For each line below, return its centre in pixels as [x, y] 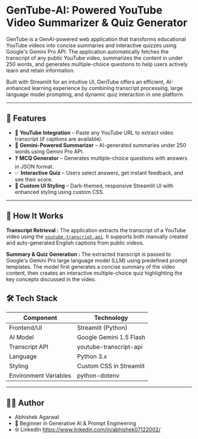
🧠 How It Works [35, 216]
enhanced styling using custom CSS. [59, 192]
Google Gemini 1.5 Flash [111, 338]
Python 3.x [92, 357]
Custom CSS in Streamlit [111, 366]
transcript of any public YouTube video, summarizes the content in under [95, 58]
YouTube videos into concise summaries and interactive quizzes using [91, 45]
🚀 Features [26, 118]
